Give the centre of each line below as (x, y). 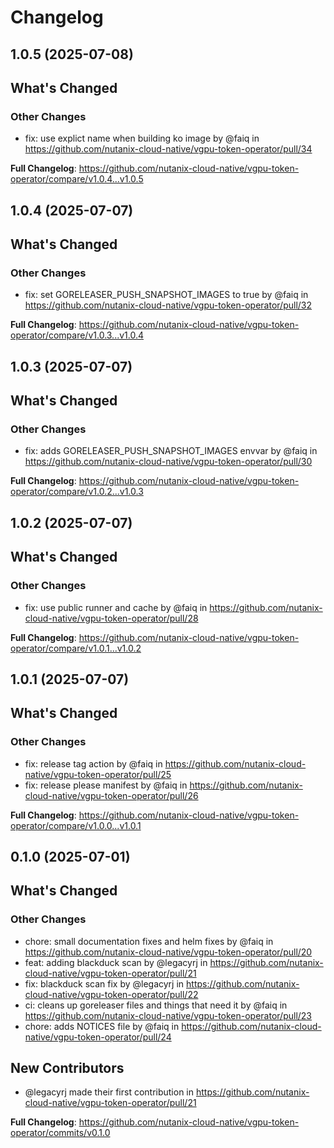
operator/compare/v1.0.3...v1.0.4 (77, 335)
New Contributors (67, 1068)
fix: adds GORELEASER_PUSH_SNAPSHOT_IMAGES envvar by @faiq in (171, 451)
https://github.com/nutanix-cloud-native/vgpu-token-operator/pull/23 (168, 1015)
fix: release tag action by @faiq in (93, 763)
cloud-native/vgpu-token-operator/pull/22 (111, 994)
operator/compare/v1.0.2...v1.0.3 (77, 492)
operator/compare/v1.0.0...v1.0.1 (76, 825)
